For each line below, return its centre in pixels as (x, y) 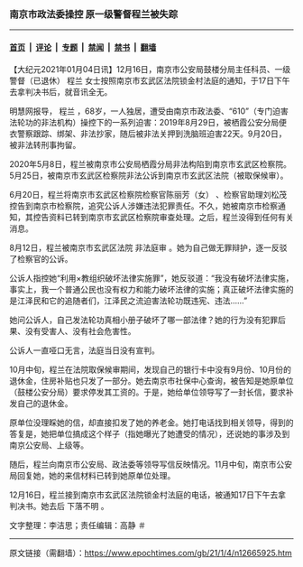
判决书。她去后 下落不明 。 (59, 506)
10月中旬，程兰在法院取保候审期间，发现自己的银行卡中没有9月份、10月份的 (150, 369)
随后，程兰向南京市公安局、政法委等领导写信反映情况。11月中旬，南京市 (143, 464)
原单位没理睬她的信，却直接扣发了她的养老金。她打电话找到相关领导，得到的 (151, 423)
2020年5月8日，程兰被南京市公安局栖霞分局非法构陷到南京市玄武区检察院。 (150, 163)
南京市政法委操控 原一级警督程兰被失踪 (94, 14)
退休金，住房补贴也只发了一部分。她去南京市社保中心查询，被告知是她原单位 (151, 380)
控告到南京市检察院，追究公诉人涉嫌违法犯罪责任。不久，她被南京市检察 (143, 206)
